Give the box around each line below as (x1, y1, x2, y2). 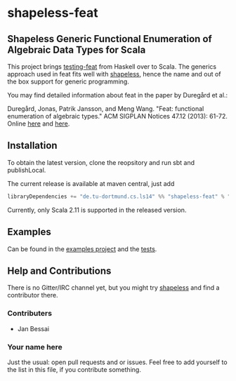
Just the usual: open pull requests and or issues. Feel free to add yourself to (7, 358, 228, 366)
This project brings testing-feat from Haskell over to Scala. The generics (7, 62, 216, 71)
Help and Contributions (7, 265, 112, 276)
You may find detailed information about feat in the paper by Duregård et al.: (7, 91, 228, 99)
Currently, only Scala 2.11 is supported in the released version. (7, 206, 187, 214)
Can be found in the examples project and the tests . (7, 244, 157, 253)
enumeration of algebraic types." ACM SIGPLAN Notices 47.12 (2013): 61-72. (7, 112, 228, 120)
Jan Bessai (17, 324, 50, 333)
